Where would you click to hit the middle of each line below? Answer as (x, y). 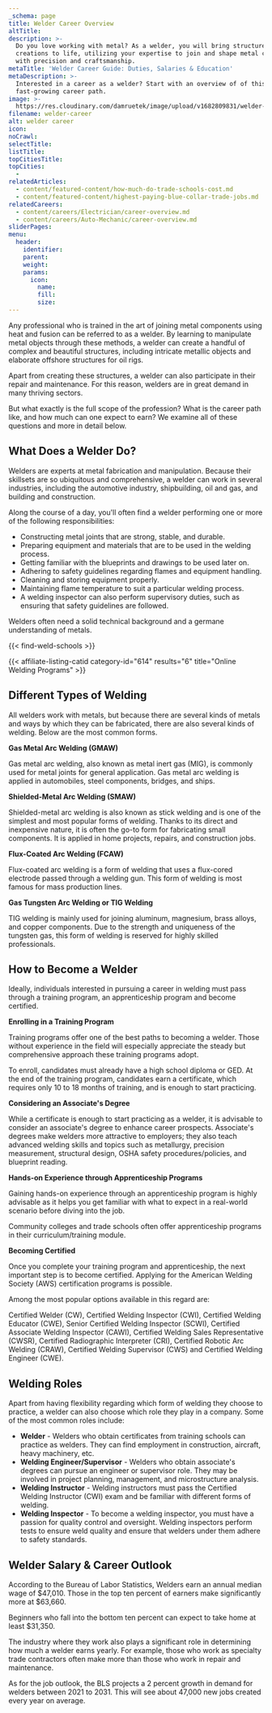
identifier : (43, 250)
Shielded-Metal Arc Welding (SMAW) (72, 796)
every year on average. (47, 1700)
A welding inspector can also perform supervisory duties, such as (130, 597)
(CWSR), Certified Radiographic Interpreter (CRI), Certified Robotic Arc (126, 1341)
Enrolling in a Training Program (62, 1021)
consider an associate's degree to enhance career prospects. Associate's (131, 1128)
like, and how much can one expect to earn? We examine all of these (123, 417)
